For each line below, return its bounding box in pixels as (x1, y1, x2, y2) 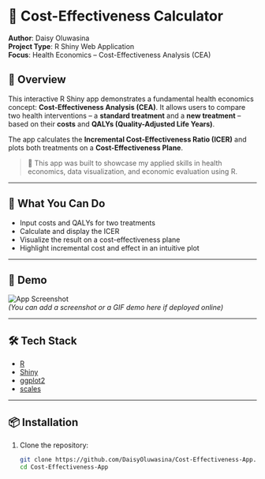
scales (19, 384, 42, 394)
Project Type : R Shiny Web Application (8, 41, 135, 51)
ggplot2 (19, 375, 46, 386)
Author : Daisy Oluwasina (8, 33, 90, 43)
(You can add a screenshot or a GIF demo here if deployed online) (8, 303, 223, 312)
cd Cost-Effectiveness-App (19, 462, 109, 471)
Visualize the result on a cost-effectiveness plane (19, 235, 181, 244)
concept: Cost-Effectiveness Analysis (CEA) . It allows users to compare (8, 102, 246, 111)
